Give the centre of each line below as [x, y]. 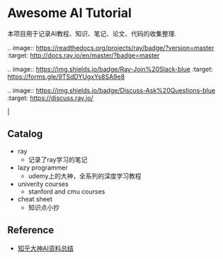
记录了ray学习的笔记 [58, 159]
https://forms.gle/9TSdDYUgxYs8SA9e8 [66, 77]
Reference [31, 230]
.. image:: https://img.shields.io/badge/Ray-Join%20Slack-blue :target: [110, 69]
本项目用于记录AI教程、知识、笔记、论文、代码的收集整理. [92, 33]
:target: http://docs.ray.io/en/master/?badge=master [84, 55]
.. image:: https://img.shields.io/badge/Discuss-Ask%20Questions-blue [111, 90]
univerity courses [43, 184]
